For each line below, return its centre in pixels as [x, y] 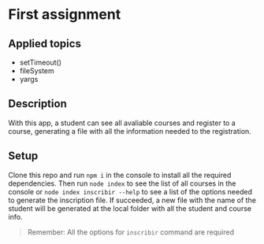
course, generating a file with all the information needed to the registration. [130, 131]
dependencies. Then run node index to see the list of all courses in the [122, 183]
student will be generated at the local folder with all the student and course [130, 208]
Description [37, 104]
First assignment [65, 15]
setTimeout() [40, 62]
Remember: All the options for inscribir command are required [131, 232]
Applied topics [45, 44]
